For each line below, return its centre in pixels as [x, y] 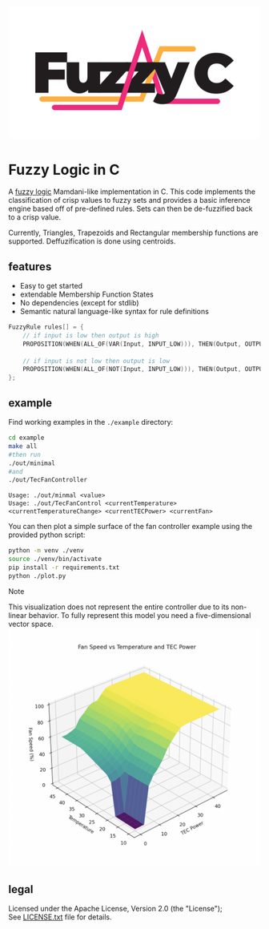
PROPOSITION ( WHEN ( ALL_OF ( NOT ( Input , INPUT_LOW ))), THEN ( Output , [132, 370]
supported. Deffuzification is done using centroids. [92, 241]
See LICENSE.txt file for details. [60, 917]
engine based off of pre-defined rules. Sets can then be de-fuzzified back [131, 209]
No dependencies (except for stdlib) [79, 303]
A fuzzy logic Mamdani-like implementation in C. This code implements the [132, 192]
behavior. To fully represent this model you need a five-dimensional [140, 615]
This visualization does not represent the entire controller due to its [119, 607]
